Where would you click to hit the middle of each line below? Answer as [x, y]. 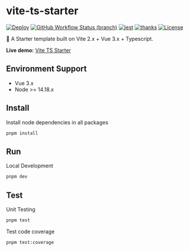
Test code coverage [30, 231]
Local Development [30, 166]
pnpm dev [17, 177]
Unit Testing [21, 209]
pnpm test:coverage [30, 242]
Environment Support [46, 69]
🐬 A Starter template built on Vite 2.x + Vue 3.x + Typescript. [80, 38]
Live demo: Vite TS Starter [39, 50]
